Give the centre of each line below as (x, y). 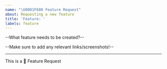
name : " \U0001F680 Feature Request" (43, 10)
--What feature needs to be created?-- (45, 37)
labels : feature (22, 23)
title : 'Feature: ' (25, 19)
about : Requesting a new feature (40, 14)
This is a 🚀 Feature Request (33, 61)
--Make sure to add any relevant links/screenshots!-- (60, 47)
